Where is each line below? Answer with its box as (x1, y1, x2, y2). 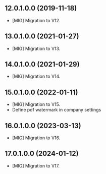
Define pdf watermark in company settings (12, 107, 101, 113)
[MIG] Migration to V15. (12, 101, 61, 107)
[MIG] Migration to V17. (12, 162, 60, 168)
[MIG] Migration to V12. (12, 17, 61, 23)
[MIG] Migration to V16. (12, 135, 61, 141)
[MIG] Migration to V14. (12, 73, 61, 80)
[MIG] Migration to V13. (12, 45, 61, 51)
